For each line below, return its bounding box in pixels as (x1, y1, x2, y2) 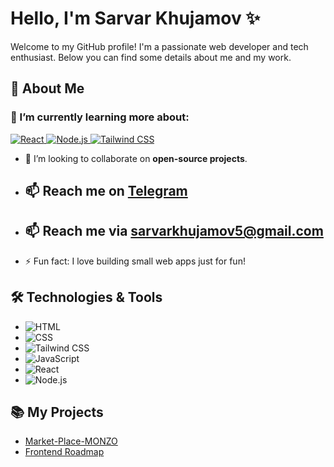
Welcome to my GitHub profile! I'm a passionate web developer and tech (10, 40, 309, 52)
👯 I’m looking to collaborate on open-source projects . (24, 152, 248, 164)
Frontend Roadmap (24, 446, 105, 458)
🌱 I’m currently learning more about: (10, 110, 190, 124)
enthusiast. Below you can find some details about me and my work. (10, 51, 292, 63)
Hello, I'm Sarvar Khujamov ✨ (10, 7, 261, 30)
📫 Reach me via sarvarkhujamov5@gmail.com (24, 223, 324, 240)
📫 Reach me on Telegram (24, 183, 188, 200)
